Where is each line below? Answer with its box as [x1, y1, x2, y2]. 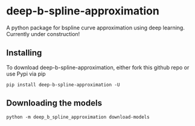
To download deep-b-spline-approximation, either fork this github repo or [6, 64, 190, 71]
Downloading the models [6, 98, 103, 109]
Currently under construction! [6, 30, 80, 37]
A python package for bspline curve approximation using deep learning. [6, 24, 185, 31]
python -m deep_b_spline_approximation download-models [6, 114, 150, 120]
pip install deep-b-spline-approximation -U [6, 82, 120, 88]
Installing [6, 48, 42, 58]
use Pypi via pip [6, 70, 46, 77]
